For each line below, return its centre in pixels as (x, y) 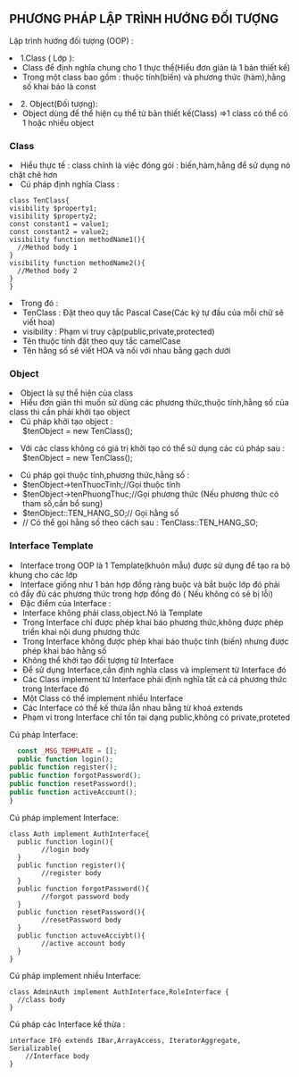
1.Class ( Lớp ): (48, 58)
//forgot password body (85, 897)
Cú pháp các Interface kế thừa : (67, 1024)
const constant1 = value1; (59, 224)
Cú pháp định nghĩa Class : (71, 184)
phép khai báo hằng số (64, 650)
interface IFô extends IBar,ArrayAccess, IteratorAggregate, (125, 1040)
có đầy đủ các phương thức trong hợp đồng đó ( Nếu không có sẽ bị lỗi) (141, 594)
